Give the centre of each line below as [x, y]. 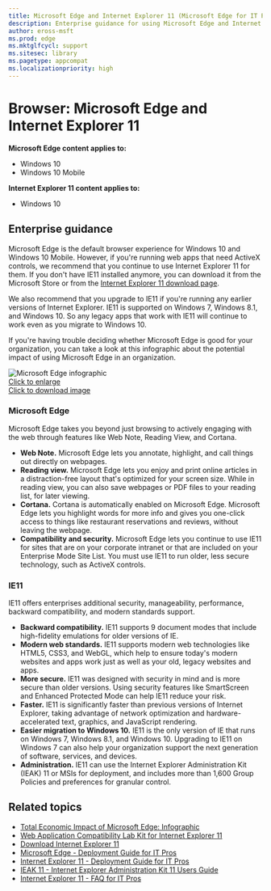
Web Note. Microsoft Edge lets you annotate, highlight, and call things [137, 453]
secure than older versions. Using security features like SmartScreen [134, 687]
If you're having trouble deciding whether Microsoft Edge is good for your [131, 340]
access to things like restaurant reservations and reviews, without [129, 522]
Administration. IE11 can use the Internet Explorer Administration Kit [133, 765]
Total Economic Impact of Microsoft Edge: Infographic [110, 826]
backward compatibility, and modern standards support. [102, 612]
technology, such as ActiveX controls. [83, 564]
